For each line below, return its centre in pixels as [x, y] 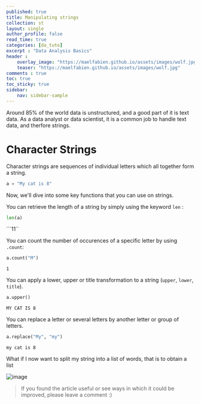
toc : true [19, 79]
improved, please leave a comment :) [66, 395]
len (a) [14, 218]
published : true [26, 12]
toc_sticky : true [28, 85]
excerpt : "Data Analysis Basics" [49, 51]
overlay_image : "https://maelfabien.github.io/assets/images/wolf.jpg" [108, 62]
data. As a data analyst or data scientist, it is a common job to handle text [96, 119]
